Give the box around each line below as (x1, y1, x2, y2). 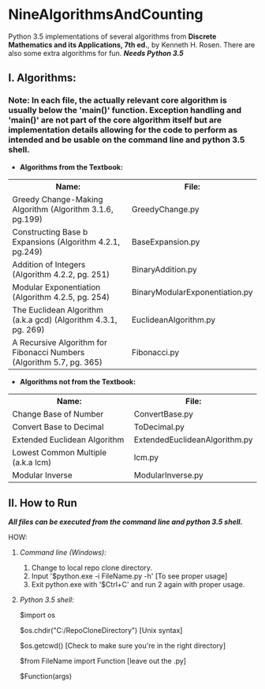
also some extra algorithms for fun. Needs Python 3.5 (8, 48, 184, 58)
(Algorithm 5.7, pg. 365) (12, 357, 103, 368)
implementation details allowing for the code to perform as (8, 125, 238, 136)
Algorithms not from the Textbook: (19, 376, 136, 386)
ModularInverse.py (133, 470, 203, 481)
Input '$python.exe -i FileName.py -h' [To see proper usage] (31, 571, 228, 581)
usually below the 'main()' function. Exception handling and (8, 105, 242, 116)
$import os (19, 610, 56, 620)
